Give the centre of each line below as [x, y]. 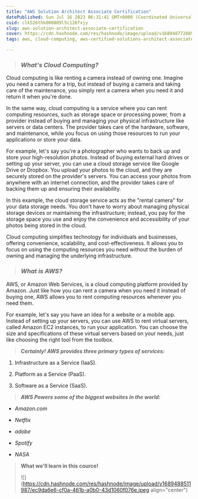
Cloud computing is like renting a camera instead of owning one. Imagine [95, 78]
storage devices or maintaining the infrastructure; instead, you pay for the [96, 213]
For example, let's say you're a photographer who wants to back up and [93, 151]
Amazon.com [31, 408]
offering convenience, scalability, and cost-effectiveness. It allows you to [95, 243]
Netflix [23, 420]
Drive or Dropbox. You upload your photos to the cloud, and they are [89, 170]
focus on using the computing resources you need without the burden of [94, 250]
